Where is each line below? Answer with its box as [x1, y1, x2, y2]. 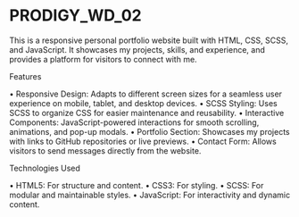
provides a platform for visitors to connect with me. [9, 54, 198, 64]
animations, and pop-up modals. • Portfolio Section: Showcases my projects [9, 126, 290, 137]
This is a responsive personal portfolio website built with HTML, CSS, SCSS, [9, 35, 288, 46]
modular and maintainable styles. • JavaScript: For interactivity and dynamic [9, 189, 291, 200]
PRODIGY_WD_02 [9, 5, 142, 26]
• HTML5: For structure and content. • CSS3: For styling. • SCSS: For [9, 179, 264, 190]
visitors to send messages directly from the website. [9, 145, 202, 156]
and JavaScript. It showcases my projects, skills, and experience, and [9, 44, 265, 54]
